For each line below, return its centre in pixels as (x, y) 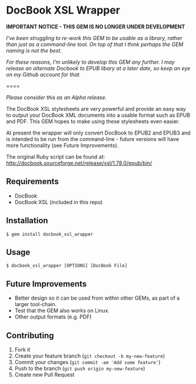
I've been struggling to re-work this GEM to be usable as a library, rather (94, 38)
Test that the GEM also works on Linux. (62, 311)
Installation (27, 221)
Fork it (22, 349)
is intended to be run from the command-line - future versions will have (93, 139)
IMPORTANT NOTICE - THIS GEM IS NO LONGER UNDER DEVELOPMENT (96, 27)
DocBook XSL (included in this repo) (59, 202)
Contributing (30, 335)
